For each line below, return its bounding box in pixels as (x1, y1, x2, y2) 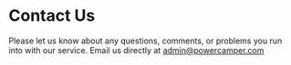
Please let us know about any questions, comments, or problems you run (8, 35, 283, 46)
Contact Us (8, 5, 96, 26)
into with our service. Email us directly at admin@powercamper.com (8, 44, 265, 55)
